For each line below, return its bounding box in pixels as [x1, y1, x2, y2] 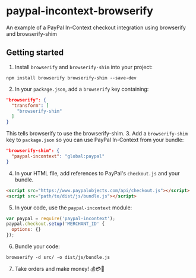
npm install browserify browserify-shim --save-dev [6, 75, 137, 81]
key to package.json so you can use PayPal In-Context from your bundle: [6, 136, 184, 144]
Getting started [6, 48, 64, 58]
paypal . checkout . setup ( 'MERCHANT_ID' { [6, 221, 105, 227]
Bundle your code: [14, 243, 61, 250]
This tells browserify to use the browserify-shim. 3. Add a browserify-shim [6, 130, 188, 137]
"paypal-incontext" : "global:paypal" [11, 153, 105, 159]
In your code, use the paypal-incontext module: [14, 204, 132, 211]
